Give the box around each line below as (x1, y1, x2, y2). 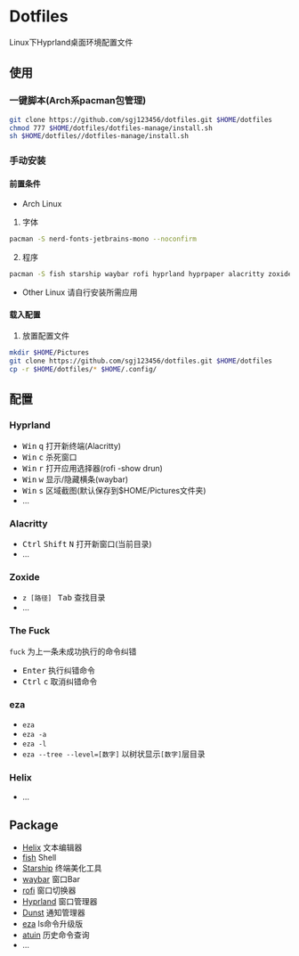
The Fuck (9, 625, 51, 637)
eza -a (21, 730, 47, 739)
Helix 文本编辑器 (21, 842, 83, 853)
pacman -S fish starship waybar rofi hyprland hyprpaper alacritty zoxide (9, 270, 293, 279)
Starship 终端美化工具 (21, 862, 102, 873)
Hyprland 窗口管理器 (21, 895, 98, 906)
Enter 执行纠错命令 (21, 665, 95, 675)
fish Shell (21, 852, 57, 862)
